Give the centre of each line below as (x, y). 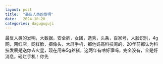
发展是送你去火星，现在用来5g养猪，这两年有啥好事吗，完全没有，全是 (81, 50)
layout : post (19, 10)
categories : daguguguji (30, 23)
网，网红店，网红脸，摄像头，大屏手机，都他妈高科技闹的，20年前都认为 (80, 44)
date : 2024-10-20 (25, 19)
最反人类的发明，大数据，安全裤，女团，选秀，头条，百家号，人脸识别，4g (82, 38)
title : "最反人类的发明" (29, 14)
